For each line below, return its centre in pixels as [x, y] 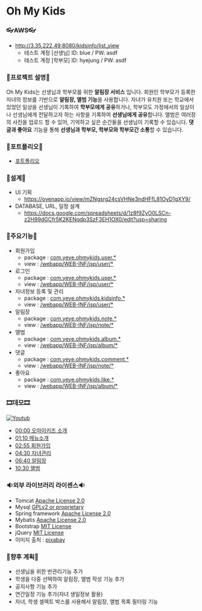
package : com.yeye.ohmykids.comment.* [77, 359]
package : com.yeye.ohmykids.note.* [70, 318]
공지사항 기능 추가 [36, 586]
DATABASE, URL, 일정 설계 [47, 206]
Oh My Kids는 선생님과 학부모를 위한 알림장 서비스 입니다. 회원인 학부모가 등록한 [101, 92]
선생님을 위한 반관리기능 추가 [49, 571]
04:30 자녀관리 [33, 453]
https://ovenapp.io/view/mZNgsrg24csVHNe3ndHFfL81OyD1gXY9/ [107, 199]
